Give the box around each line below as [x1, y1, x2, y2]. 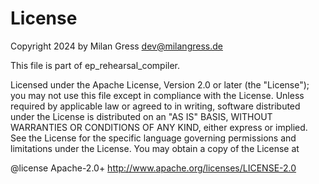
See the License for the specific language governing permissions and [10, 132, 297, 144]
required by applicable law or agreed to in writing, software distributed [10, 100, 301, 112]
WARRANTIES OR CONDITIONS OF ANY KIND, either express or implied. [10, 121, 308, 133]
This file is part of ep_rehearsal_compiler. [10, 59, 181, 71]
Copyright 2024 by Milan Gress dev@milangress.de [10, 40, 223, 52]
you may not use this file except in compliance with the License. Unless [10, 89, 305, 101]
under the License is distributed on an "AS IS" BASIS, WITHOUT [10, 110, 273, 122]
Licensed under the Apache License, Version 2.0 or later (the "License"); [10, 78, 310, 91]
